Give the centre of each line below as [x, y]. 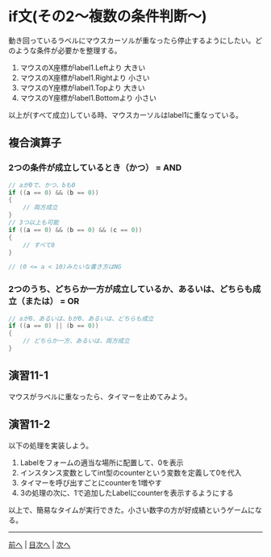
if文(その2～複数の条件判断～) [108, 17]
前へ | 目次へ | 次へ [40, 544]
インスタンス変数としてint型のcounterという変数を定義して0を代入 [131, 472]
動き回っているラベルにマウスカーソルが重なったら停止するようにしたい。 [132, 40]
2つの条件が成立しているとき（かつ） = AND [95, 168]
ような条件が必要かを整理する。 [68, 50]
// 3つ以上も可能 [33, 222]
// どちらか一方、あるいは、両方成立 [77, 341]
